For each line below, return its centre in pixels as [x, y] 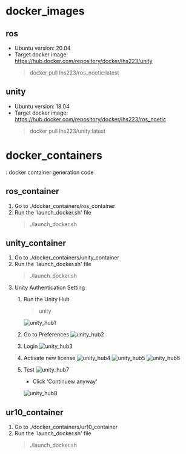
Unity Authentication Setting [50, 288]
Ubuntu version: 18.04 [42, 106]
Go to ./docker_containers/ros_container [65, 206]
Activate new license [49, 358]
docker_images [45, 11]
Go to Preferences [46, 335]
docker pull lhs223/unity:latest [68, 131]
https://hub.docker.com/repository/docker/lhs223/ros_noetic [90, 119]
